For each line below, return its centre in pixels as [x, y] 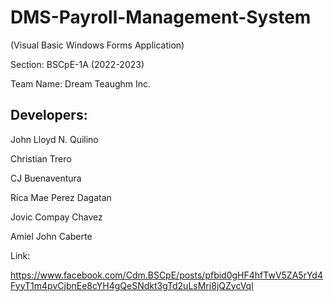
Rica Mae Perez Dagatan [61, 197]
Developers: [49, 115]
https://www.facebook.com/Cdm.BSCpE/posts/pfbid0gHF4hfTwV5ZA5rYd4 [166, 275]
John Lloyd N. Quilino [54, 139]
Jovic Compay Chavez [56, 217]
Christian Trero [41, 158]
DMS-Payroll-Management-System [161, 17]
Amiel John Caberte [51, 236]
